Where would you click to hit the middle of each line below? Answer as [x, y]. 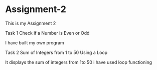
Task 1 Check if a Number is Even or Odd [47, 33]
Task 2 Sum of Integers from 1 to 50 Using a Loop [56, 52]
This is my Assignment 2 [31, 23]
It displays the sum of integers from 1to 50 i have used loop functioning [78, 62]
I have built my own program [35, 43]
